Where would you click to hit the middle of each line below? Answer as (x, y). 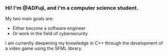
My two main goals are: (29, 19)
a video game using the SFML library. (44, 49)
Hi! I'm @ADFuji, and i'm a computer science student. (72, 8)
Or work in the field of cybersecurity (50, 34)
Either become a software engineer (49, 28)
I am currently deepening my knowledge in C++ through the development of (84, 43)
